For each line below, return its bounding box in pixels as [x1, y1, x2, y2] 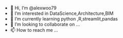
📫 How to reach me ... [10, 27, 58, 33]
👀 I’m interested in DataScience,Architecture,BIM [10, 10, 114, 16]
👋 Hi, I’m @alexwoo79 [10, 5, 57, 11]
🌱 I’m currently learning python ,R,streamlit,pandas [10, 16, 118, 22]
